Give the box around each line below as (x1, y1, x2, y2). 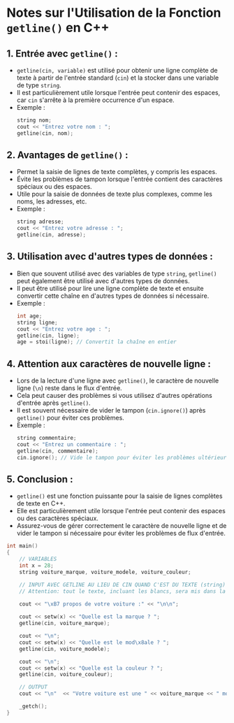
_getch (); (19, 703, 48, 710)
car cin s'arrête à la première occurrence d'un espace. (16, 96, 175, 104)
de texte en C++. (16, 499, 66, 508)
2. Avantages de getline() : (6, 149, 129, 162)
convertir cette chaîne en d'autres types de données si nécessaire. (16, 292, 210, 300)
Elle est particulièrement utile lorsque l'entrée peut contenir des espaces (16, 507, 226, 515)
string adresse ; (16, 218, 64, 225)
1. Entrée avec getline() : (6, 48, 118, 59)
